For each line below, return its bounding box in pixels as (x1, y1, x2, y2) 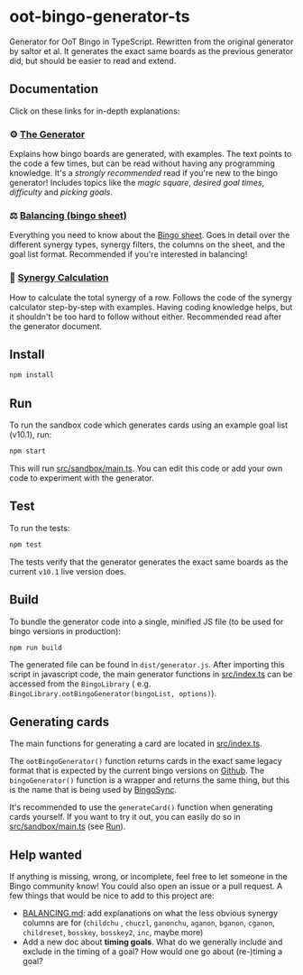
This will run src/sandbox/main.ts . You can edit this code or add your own (9, 463, 283, 474)
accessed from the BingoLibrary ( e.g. (9, 678, 151, 689)
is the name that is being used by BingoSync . (9, 785, 178, 796)
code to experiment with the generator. (9, 473, 155, 483)
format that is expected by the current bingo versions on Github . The (9, 765, 264, 777)
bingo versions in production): (9, 625, 122, 637)
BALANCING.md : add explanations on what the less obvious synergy (22, 908, 278, 919)
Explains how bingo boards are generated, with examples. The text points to (9, 149, 292, 160)
